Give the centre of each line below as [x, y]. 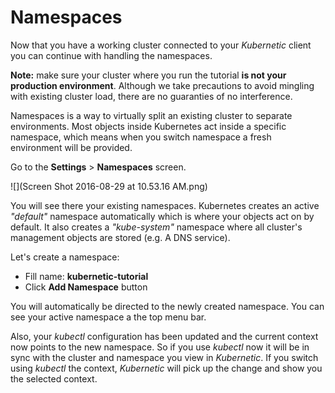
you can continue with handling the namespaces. [111, 55]
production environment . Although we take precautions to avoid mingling [162, 85]
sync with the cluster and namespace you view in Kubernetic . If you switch [164, 357]
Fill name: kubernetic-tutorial [86, 276]
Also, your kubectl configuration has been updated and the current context [164, 336]
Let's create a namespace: [65, 257]
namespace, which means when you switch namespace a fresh [141, 137]
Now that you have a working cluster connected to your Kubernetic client [161, 45]
